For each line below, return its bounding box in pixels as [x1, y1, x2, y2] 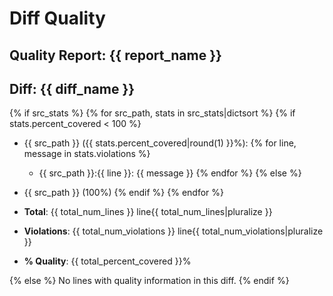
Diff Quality [9, 7, 106, 30]
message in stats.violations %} [23, 148, 151, 160]
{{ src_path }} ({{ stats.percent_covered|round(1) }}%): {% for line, [23, 137, 297, 149]
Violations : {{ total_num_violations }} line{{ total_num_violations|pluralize [23, 225, 324, 237]
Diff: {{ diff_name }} [9, 80, 136, 97]
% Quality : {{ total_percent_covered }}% [23, 255, 192, 267]
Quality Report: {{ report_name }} [9, 47, 222, 64]
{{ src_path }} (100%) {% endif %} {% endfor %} [23, 187, 225, 199]
